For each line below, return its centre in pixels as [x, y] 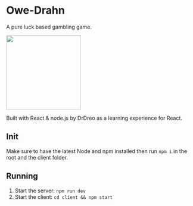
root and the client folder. [37, 157]
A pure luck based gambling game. [49, 27]
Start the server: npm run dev [50, 191]
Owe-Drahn [36, 10]
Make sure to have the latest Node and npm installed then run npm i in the [97, 151]
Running [22, 176]
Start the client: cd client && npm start [64, 196]
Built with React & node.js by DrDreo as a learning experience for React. [94, 118]
